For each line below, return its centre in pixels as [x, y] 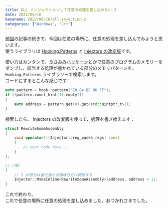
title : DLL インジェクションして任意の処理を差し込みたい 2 [61, 10]
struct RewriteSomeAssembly [35, 128]
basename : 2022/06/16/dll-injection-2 [46, 19]
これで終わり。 [21, 194]
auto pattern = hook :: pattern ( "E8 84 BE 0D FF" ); [58, 90]
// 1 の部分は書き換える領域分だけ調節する [53, 175]
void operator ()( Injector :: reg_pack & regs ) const [67, 138]
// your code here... [46, 147]
